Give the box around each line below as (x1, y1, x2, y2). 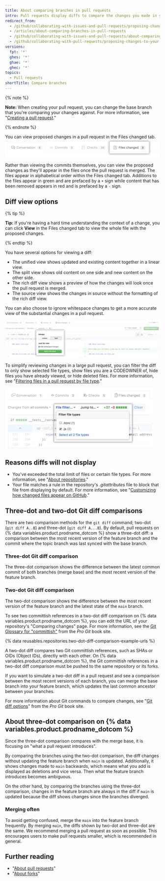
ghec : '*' (9, 65, 29, 70)
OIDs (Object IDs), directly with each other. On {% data (5, 653, 116, 659)
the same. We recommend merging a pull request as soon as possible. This (5, 827, 157, 834)
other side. (12, 275, 34, 281)
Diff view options (5, 197, 58, 206)
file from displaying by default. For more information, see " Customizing (12, 487, 156, 493)
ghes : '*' (9, 55, 29, 60)
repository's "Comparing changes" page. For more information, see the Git (5, 623, 156, 629)
